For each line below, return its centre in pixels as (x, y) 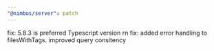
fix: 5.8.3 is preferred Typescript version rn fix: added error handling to (107, 33)
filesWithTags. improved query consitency (66, 40)
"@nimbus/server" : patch (43, 13)
